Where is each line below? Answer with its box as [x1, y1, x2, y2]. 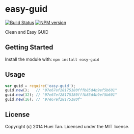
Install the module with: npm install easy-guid [5, 56, 100, 62]
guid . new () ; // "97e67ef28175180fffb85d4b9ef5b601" [5, 88, 118, 93]
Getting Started [5, 43, 54, 52]
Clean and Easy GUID [5, 29, 49, 35]
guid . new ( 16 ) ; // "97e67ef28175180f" [5, 97, 82, 102]
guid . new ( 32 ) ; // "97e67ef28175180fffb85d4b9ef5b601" [5, 92, 118, 97]
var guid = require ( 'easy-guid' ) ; [5, 83, 76, 89]
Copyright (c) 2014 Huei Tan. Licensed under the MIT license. [5, 123, 130, 129]
